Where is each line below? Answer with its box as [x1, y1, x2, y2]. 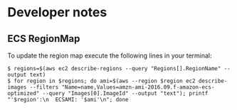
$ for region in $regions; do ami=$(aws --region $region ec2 [7, 77, 196, 84]
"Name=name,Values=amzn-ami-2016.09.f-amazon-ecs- [61, 84, 215, 91]
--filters [29, 84, 59, 91]
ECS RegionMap [7, 33, 80, 45]
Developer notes [7, 4, 107, 21]
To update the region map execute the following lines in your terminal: [7, 51, 212, 60]
